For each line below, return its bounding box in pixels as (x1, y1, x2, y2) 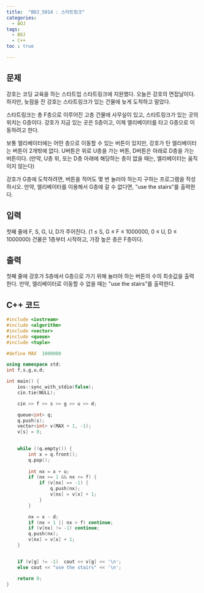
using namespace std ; (6, 361, 62, 368)
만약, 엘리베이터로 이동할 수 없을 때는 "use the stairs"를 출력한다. (19, 280, 175, 288)
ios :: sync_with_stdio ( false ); (17, 384, 95, 390)
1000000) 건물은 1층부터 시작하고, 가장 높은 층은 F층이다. (6, 235, 144, 243)
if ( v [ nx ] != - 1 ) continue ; (28, 525, 100, 531)
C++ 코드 (6, 300, 40, 310)
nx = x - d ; (28, 513, 59, 520)
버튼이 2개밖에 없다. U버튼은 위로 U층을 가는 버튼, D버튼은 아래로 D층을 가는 (12, 147, 194, 154)
